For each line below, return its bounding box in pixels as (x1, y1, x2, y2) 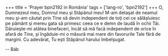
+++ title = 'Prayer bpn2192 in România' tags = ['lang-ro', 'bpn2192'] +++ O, (5, 5, 163, 10)
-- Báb (5, 46, 19, 52)
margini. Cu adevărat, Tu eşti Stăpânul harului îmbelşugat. (5, 36, 125, 42)
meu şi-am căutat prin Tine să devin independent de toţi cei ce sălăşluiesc (5, 15, 160, 21)
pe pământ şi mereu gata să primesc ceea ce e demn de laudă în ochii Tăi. (5, 20, 160, 26)
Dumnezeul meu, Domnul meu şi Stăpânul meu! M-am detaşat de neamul (5, 10, 158, 16)
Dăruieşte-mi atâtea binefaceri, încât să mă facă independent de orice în (5, 26, 156, 32)
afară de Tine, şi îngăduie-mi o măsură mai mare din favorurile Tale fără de (5, 31, 161, 37)
